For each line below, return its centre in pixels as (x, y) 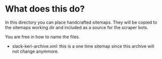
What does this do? (45, 9)
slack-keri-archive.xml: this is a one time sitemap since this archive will (83, 46)
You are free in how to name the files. (43, 37)
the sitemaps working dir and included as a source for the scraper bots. (77, 27)
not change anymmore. (36, 51)
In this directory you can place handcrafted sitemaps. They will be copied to (81, 22)
